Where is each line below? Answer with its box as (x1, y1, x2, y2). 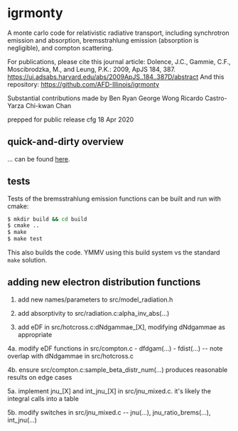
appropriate (17, 330, 53, 339)
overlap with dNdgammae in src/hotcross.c (7, 351, 134, 360)
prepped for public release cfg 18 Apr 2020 (7, 115, 134, 124)
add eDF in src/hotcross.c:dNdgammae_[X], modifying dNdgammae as (17, 322, 226, 331)
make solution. (7, 256, 48, 265)
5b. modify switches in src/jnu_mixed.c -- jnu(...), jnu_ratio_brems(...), (7, 408, 211, 417)
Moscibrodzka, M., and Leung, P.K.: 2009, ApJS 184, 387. (7, 65, 176, 73)
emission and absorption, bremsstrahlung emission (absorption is (7, 36, 199, 44)
